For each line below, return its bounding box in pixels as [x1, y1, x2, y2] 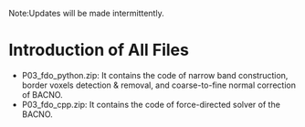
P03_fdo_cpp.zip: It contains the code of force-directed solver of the [21, 99, 280, 110]
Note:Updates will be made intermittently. [8, 8, 165, 18]
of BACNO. [21, 89, 63, 100]
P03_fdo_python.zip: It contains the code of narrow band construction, [21, 69, 289, 80]
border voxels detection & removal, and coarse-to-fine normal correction [21, 79, 296, 90]
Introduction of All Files [8, 40, 189, 60]
